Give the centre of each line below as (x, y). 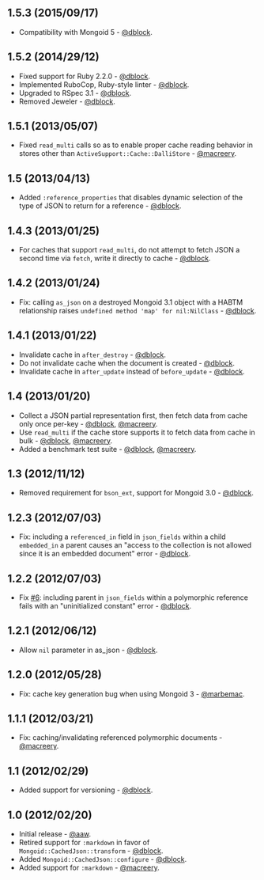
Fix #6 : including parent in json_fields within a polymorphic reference (134, 597)
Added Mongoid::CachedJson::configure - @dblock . (103, 859)
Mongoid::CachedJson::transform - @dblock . (91, 851)
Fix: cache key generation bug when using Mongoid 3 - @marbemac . (132, 694)
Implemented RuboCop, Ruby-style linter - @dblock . (104, 84)
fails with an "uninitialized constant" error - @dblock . (105, 605)
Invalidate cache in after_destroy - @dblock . (92, 355)
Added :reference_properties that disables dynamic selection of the (130, 198)
